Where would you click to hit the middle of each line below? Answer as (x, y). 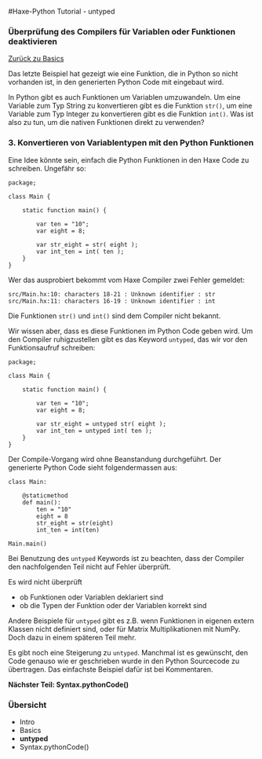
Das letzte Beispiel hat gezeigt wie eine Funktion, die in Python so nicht (123, 74)
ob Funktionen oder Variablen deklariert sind (91, 597)
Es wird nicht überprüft (45, 581)
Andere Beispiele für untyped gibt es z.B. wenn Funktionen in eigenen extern (131, 621)
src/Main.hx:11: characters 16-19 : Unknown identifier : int (112, 301)
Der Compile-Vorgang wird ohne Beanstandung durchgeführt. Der (115, 459)
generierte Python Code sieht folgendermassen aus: (93, 467)
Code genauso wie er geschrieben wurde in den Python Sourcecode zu (124, 661)
